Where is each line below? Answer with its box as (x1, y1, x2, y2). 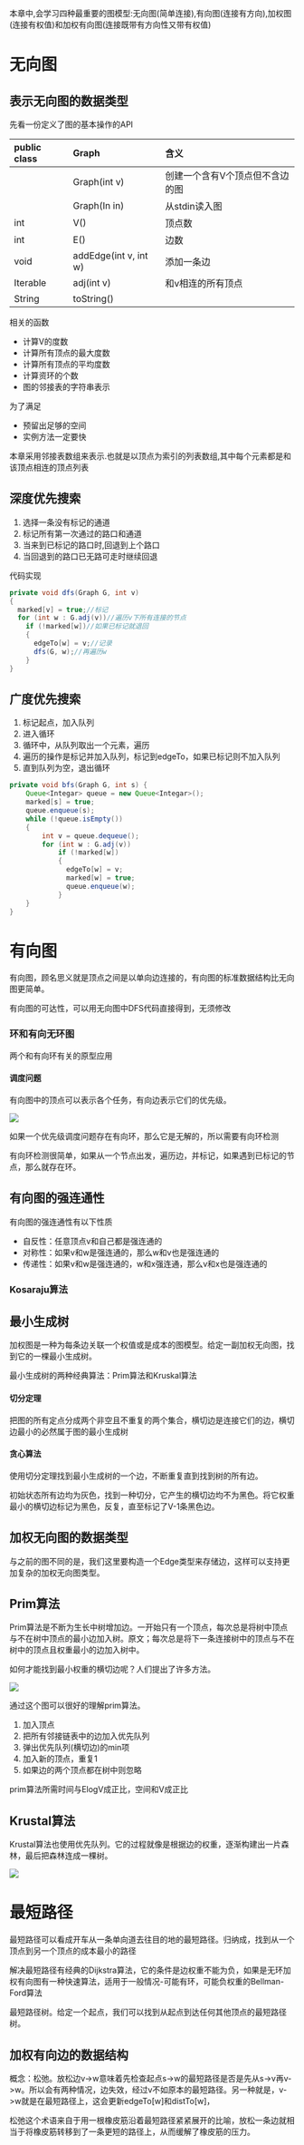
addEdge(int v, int (72, 249, 148, 261)
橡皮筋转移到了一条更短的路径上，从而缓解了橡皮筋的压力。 (33, 2126, 255, 2137)
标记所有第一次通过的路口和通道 (22, 528, 142, 539)
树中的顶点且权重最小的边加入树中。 (9, 1644, 145, 1655)
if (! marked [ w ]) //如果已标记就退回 (25, 622, 149, 631)
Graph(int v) (72, 176, 125, 188)
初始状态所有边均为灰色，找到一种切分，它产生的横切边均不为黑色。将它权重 (9, 1489, 295, 1500)
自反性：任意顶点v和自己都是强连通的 (22, 1235, 163, 1246)
